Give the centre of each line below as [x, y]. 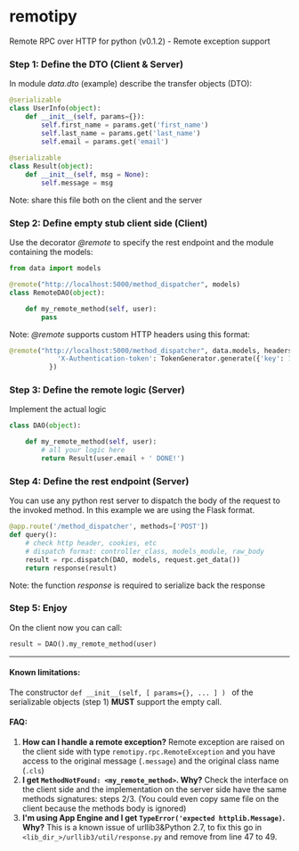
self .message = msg [77, 183]
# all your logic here [83, 450]
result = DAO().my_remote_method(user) [83, 644]
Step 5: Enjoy [39, 608]
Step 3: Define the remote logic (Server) [97, 390]
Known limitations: [45, 673]
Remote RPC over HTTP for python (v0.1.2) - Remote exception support [140, 41]
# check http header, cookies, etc [91, 543]
